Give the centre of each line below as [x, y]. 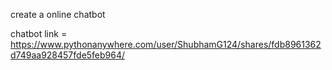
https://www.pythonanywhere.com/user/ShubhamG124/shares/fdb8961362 [166, 44]
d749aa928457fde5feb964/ [68, 55]
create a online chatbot [58, 14]
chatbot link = [39, 33]
